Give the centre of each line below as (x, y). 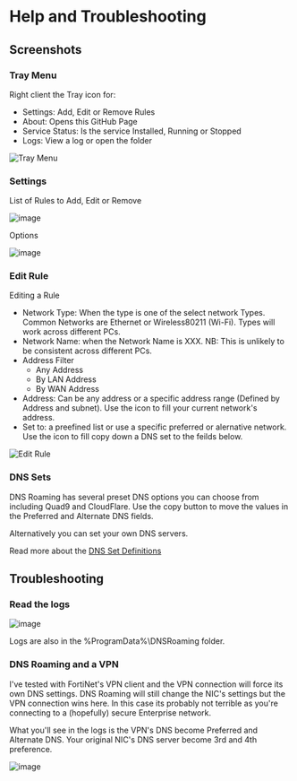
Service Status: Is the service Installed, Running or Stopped (132, 131)
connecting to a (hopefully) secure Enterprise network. (110, 712)
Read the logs (39, 604)
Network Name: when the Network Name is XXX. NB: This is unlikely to (153, 342)
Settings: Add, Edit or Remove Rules (89, 112)
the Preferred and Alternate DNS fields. (81, 516)
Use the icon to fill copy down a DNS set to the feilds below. (132, 437)
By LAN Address (66, 379)
